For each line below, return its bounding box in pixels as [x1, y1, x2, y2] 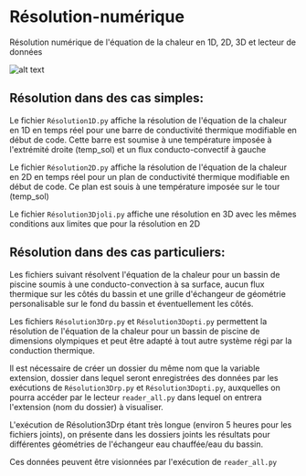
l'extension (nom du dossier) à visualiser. [9, 401, 164, 412]
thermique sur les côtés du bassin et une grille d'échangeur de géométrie [9, 288, 286, 299]
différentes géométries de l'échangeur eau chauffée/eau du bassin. [9, 439, 264, 450]
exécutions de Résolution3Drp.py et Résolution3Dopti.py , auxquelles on [9, 382, 280, 393]
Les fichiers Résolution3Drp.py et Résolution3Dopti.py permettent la [9, 315, 268, 326]
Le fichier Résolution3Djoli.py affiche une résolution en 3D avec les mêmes [9, 208, 297, 219]
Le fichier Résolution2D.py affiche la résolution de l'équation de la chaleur [9, 162, 288, 173]
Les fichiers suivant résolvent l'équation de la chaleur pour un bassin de [9, 269, 280, 280]
